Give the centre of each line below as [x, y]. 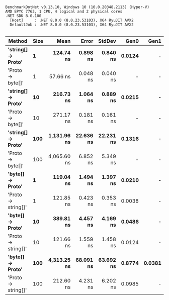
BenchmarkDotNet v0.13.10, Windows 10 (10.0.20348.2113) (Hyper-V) [77, 7]
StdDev [107, 41]
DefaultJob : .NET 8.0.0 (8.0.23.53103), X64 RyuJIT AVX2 [72, 25]
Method [18, 41]
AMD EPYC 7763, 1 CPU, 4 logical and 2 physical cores [64, 12]
